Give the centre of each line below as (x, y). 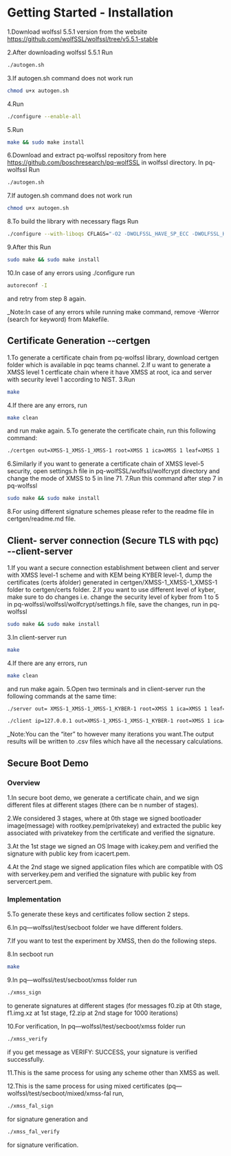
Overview (24, 783)
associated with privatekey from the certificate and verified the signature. (111, 833)
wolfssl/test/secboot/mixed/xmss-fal (59, 1093)
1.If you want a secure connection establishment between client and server (113, 567)
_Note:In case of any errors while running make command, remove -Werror (113, 312)
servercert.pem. (30, 881)
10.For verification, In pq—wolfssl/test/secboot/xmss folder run (96, 1027)
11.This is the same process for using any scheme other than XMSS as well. (113, 1072)
